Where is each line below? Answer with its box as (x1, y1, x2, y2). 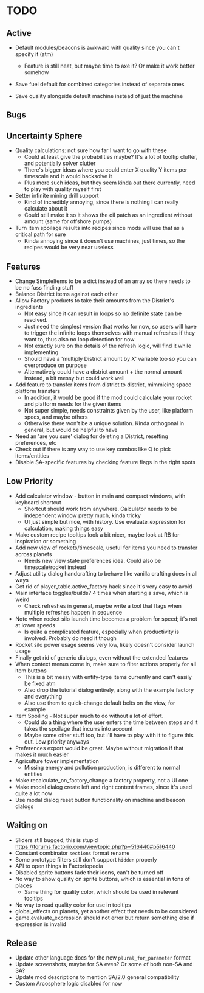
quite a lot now (15, 789, 53, 797)
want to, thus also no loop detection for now (24, 336, 135, 343)
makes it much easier (15, 751, 69, 758)
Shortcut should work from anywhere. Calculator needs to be (24, 505, 177, 512)
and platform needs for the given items (24, 400, 121, 408)
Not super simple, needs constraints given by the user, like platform (24, 407, 193, 414)
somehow (24, 69, 49, 76)
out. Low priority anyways (24, 737, 89, 745)
